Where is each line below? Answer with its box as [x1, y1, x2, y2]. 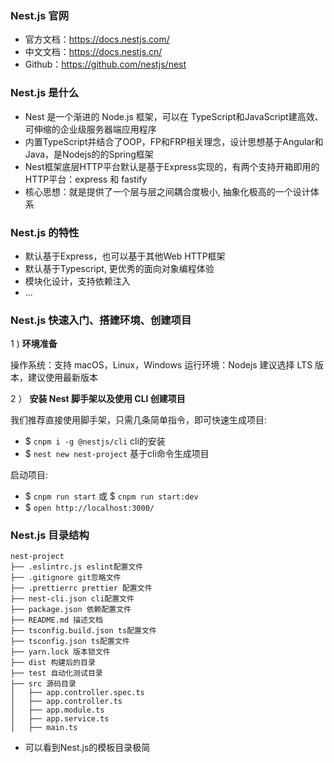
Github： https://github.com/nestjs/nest [24, 58, 187, 71]
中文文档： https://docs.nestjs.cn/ [24, 46, 163, 58]
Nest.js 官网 [10, 8, 70, 22]
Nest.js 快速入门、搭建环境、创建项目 [10, 313, 192, 327]
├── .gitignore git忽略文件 [10, 573, 122, 583]
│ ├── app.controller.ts [10, 697, 123, 707]
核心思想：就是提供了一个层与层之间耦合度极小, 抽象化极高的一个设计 [24, 185, 311, 197]
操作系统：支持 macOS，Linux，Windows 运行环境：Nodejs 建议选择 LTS [10, 359, 313, 371]
